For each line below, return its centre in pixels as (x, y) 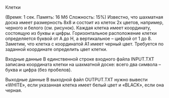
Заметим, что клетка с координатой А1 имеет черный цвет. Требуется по (85, 44)
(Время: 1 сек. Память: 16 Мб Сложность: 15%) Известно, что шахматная (84, 17)
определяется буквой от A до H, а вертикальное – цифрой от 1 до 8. (79, 38)
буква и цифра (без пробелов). (39, 70)
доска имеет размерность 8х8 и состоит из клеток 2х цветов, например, (85, 22)
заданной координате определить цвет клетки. (56, 49)
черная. (14, 90)
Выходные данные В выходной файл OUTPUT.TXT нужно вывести (76, 80)
